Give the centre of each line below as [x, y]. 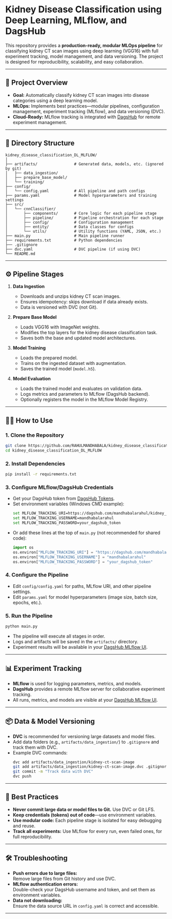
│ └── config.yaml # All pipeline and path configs [75, 191]
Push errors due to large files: [45, 873]
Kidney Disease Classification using [84, 9]
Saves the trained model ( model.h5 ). [58, 369]
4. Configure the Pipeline [37, 575]
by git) [14, 168]
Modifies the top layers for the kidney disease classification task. [89, 333]
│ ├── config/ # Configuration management [70, 222]
